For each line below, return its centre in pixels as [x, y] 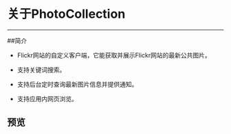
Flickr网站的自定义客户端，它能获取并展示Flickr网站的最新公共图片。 [114, 55]
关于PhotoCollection [66, 14]
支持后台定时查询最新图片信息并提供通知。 [77, 84]
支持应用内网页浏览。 [47, 98]
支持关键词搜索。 [41, 70]
